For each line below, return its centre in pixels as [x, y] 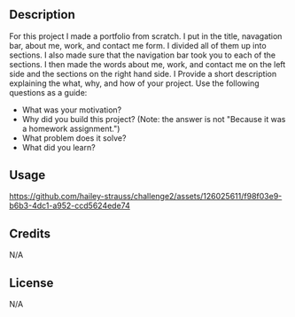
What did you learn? [58, 147]
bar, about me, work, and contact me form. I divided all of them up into [138, 45]
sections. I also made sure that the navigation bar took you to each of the [143, 55]
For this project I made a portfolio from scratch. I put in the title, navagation [146, 36]
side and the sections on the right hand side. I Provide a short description [143, 73]
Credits [30, 233]
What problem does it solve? [74, 138]
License [31, 283]
